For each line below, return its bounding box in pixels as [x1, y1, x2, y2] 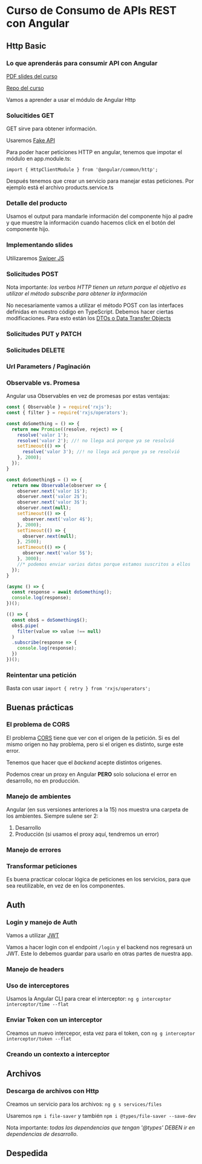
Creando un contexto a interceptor [6, 1050, 110, 1058]
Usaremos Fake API [6, 137, 56, 144]
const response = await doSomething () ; [11, 589, 112, 595]
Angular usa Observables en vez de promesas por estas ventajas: [6, 392, 171, 400]
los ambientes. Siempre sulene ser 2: [6, 812, 99, 819]
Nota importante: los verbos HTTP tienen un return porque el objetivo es [6, 283, 186, 291]
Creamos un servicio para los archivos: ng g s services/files [6, 1100, 162, 1108]
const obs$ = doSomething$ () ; [11, 617, 88, 623]
